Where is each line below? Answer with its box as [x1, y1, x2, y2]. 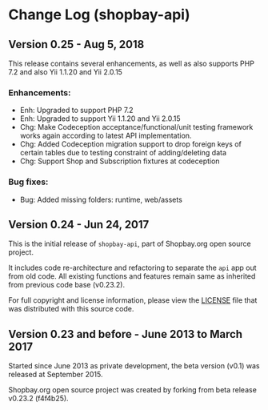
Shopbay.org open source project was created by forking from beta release [8, 385, 258, 395]
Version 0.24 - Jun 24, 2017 [8, 218, 150, 231]
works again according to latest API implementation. [19, 131, 192, 141]
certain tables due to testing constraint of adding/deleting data [19, 148, 226, 158]
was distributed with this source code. [8, 304, 134, 314]
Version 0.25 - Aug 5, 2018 [8, 38, 145, 51]
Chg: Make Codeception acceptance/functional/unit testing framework [19, 123, 254, 132]
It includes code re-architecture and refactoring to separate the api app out [8, 263, 257, 273]
